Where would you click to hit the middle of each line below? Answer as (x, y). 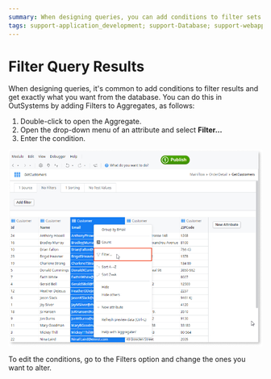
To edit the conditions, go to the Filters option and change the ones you (127, 360)
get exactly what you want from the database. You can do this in (115, 98)
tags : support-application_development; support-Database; (110, 25)
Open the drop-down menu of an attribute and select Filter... (121, 130)
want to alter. (30, 368)
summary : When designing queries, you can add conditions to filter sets (135, 17)
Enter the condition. (53, 139)
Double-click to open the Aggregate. (81, 122)
